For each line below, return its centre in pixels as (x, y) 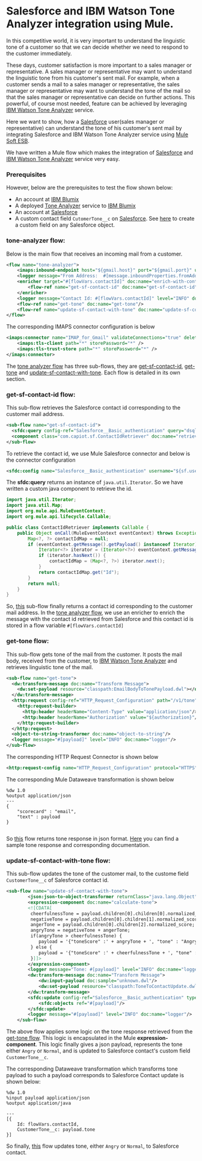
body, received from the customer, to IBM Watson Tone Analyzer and (92, 661)
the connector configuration (41, 460)
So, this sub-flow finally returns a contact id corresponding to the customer (100, 606)
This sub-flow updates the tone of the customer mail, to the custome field (97, 874)
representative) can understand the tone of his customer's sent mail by (94, 128)
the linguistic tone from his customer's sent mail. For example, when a (93, 78)
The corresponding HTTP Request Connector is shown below (82, 757)
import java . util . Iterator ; (41, 500)
